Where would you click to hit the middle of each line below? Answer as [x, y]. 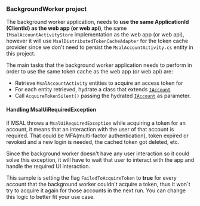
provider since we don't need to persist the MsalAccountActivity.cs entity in [100, 47]
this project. [21, 54]
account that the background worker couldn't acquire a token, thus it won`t [98, 184]
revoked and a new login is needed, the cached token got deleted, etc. [93, 142]
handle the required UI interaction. [48, 166]
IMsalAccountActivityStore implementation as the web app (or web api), [95, 35]
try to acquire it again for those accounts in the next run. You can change [96, 190]
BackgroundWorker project [47, 9]
